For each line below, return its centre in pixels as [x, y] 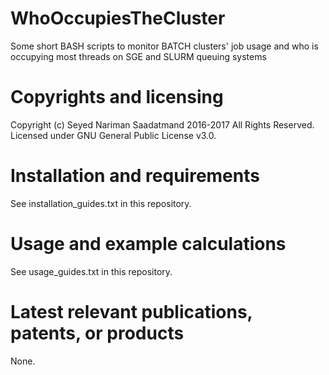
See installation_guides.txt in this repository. [101, 203]
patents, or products [97, 333]
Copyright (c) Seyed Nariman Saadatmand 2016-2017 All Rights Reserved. [162, 124]
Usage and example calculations [148, 244]
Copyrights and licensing [117, 97]
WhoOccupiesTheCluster [118, 18]
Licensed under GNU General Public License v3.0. [113, 135]
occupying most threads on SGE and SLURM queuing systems [138, 56]
